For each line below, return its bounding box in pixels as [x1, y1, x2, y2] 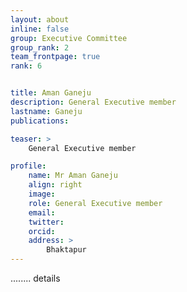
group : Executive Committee [10, 33, 128, 43]
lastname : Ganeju [10, 106, 83, 116]
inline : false [10, 24, 70, 34]
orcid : [28, 226, 56, 236]
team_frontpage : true [10, 52, 101, 62]
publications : [10, 116, 70, 126]
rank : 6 [10, 61, 43, 71]
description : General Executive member [10, 97, 177, 107]
